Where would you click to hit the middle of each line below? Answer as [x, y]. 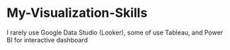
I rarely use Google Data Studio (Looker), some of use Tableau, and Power [115, 32]
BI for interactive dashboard [47, 39]
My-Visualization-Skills [77, 13]
